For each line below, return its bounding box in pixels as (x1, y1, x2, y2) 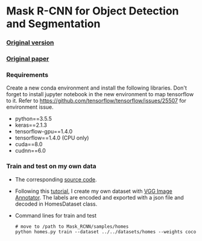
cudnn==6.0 (14, 147, 46, 154)
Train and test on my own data (6, 162, 96, 171)
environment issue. (6, 103, 54, 111)
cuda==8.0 (14, 141, 43, 148)
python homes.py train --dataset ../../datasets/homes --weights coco (14, 228, 197, 235)
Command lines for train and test (14, 212, 97, 219)
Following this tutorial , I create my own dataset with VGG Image (14, 188, 173, 195)
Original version (6, 38, 54, 47)
